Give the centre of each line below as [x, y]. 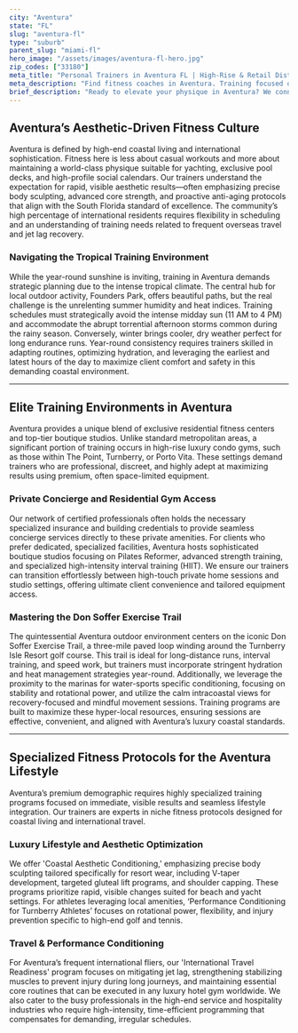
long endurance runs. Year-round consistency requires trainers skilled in [141, 342]
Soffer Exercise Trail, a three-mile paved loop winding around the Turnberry [147, 646]
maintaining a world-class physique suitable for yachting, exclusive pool [141, 168]
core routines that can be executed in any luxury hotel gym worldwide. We [145, 991]
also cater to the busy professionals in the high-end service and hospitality [146, 1000]
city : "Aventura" [41, 17]
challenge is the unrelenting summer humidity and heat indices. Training [141, 305]
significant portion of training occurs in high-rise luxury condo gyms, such [145, 448]
